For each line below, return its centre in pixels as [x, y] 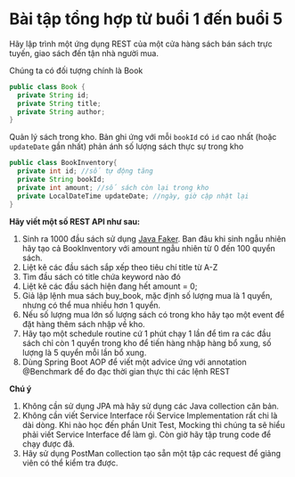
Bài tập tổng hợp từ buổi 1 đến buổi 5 [146, 19]
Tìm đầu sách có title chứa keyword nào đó [101, 276]
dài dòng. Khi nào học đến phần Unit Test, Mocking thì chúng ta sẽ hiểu [153, 424]
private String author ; [61, 111]
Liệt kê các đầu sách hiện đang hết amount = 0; [110, 286]
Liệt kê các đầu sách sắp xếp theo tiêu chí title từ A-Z [120, 267]
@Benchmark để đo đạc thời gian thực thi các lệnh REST [126, 371]
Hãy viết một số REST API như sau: [75, 221]
